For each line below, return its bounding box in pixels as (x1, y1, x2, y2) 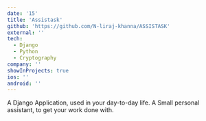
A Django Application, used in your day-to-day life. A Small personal (7, 98, 200, 107)
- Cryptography (13, 55, 57, 62)
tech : (7, 36, 23, 42)
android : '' (7, 80, 41, 87)
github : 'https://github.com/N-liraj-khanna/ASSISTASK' (7, 23, 170, 29)
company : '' (7, 61, 41, 68)
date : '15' (7, 10, 38, 17)
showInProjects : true (7, 67, 69, 74)
